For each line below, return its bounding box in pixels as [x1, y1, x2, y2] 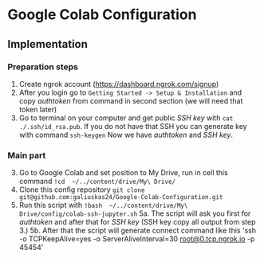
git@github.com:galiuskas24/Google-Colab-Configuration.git [18, 193, 223, 201]
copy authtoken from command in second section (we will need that [18, 96, 243, 105]
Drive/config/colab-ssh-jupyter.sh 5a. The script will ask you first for [18, 209, 251, 218]
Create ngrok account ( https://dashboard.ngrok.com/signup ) [18, 79, 219, 88]
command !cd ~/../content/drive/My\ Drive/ [18, 177, 176, 186]
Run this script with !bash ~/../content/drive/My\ [18, 201, 188, 210]
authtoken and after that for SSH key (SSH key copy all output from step [18, 217, 256, 227]
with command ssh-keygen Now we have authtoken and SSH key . [18, 130, 233, 139]
